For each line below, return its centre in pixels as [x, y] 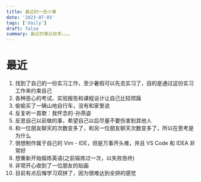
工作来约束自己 [33, 91]
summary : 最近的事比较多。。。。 [40, 34]
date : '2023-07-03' [31, 17]
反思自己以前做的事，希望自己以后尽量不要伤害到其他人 [83, 121]
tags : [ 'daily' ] [26, 23]
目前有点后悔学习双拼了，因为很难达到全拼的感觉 [75, 173]
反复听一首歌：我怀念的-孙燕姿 [53, 113]
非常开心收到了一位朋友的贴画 [52, 166]
